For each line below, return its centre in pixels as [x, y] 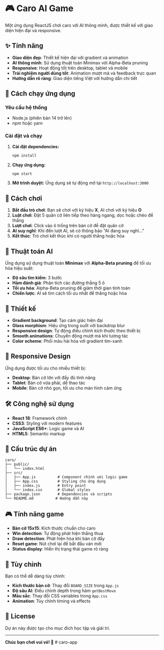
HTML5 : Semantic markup [39, 433]
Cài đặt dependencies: [36, 146]
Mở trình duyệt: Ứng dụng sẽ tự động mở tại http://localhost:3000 [80, 183]
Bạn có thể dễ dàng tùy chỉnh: [35, 576]
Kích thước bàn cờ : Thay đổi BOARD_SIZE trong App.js [65, 585]
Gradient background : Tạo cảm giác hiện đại [58, 320]
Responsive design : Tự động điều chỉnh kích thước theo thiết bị [76, 331]
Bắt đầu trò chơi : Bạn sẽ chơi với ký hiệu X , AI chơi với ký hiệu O [77, 210]
